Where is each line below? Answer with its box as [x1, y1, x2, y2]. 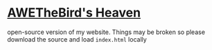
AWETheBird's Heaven [7, 5, 141, 21]
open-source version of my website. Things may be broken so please [7, 28, 206, 36]
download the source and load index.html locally [7, 35, 147, 43]
